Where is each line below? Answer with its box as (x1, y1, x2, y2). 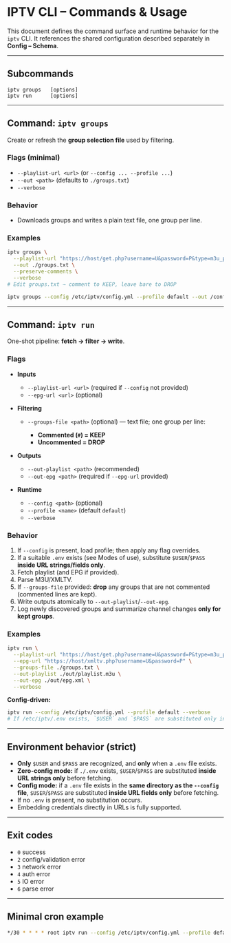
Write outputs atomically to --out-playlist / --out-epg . (16, 597, 170, 605)
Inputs (16, 370, 36, 378)
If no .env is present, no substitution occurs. (16, 796, 142, 804)
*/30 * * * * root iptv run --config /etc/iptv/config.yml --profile (7, 929, 211, 936)
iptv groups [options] (7, 86, 78, 93)
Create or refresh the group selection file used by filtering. (7, 136, 174, 144)
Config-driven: (7, 696, 51, 704)
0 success (16, 848, 46, 856)
